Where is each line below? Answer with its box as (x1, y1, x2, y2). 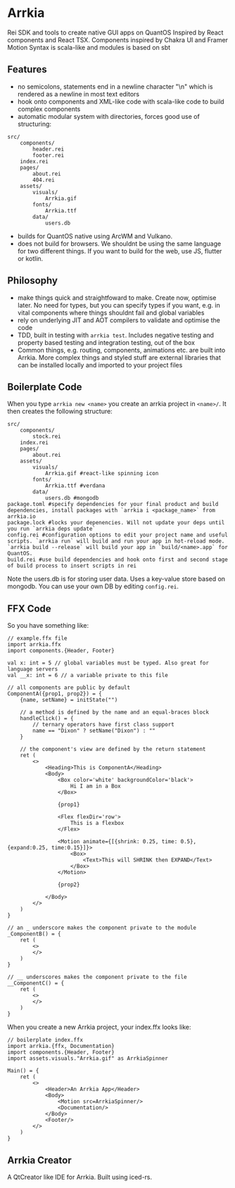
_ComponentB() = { (7, 930, 61, 937)
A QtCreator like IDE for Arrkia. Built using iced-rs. (7, 1173, 153, 1181)
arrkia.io (7, 513, 37, 520)
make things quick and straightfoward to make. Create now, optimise (17, 293, 217, 302)
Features (7, 63, 47, 75)
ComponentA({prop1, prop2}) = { (7, 690, 102, 697)
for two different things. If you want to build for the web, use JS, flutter (17, 246, 222, 255)
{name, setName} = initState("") (20, 697, 118, 704)
